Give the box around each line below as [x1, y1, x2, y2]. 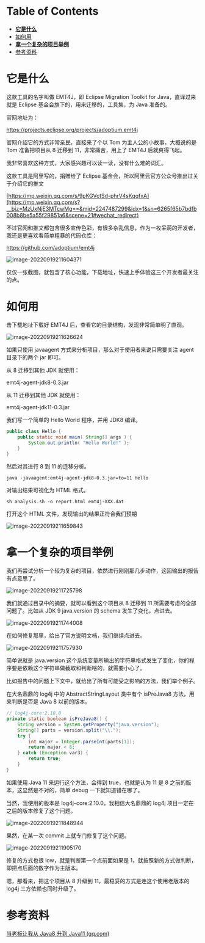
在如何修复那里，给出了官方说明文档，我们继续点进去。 [6, 632, 145, 639]
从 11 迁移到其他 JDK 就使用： [6, 391, 81, 398]
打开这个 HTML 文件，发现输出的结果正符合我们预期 [6, 510, 137, 517]
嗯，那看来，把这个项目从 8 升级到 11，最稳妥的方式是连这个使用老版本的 [6, 877, 190, 884]
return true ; [28, 755, 62, 762]
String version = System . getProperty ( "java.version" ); [17, 721, 160, 727]
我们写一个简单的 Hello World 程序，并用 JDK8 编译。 [6, 416, 142, 423]
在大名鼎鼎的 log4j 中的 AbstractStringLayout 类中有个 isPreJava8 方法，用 [6, 690, 195, 697]
